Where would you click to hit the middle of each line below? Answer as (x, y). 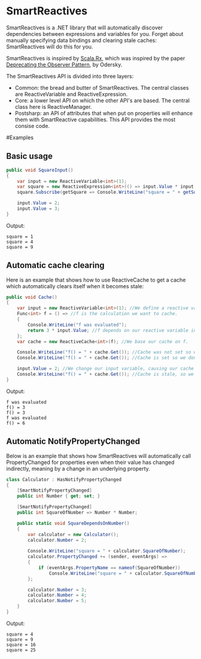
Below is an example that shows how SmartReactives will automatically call (99, 456)
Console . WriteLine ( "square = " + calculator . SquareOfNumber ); (107, 551)
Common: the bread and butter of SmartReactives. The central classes (102, 87)
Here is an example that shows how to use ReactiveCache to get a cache (96, 280)
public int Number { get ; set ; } (59, 496)
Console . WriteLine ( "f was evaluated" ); (77, 325)
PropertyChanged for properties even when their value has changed (90, 462)
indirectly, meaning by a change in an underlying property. (78, 468)
